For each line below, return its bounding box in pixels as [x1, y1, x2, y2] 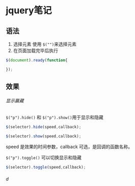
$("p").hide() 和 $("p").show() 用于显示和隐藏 [6, 114, 104, 121]
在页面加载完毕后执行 [13, 48, 58, 54]
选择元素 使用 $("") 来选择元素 [13, 41, 77, 47]
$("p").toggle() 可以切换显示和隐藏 [6, 154, 82, 161]
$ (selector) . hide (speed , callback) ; [6, 125, 82, 130]
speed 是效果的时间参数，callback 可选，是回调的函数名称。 [6, 144, 133, 150]
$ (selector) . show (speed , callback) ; [6, 134, 82, 139]
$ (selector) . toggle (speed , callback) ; [6, 165, 86, 170]
